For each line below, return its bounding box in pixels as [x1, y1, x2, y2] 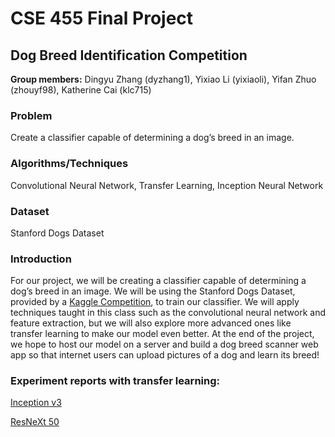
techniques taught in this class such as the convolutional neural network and [10, 307, 326, 319]
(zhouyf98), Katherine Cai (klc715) [10, 84, 152, 96]
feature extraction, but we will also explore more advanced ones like [10, 317, 292, 329]
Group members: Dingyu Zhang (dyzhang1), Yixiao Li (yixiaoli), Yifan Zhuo [10, 73, 317, 85]
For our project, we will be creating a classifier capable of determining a [10, 275, 307, 287]
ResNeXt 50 [10, 416, 60, 428]
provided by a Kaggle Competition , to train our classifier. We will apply [10, 296, 300, 308]
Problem [10, 108, 53, 122]
